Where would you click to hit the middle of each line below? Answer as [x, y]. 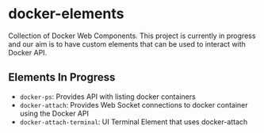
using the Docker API [54, 113]
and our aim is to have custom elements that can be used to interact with [127, 44]
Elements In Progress [62, 77]
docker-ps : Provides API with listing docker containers [107, 97]
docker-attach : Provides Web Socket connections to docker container [134, 104]
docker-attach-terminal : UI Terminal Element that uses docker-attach [134, 122]
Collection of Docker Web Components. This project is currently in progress [132, 36]
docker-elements [66, 14]
